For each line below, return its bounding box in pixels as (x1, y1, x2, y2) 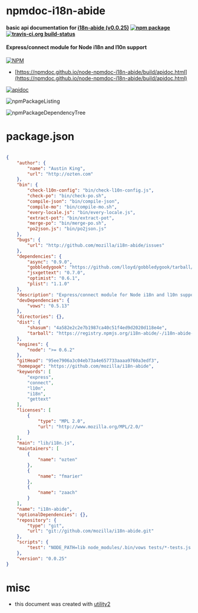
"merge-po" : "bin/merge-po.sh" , (27, 220, 107, 226)
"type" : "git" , (27, 523, 65, 528)
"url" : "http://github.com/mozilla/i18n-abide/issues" (27, 242, 165, 248)
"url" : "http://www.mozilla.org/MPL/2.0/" (37, 424, 144, 430)
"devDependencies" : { (16, 297, 70, 303)
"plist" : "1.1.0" (27, 281, 70, 287)
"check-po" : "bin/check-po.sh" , (27, 193, 107, 199)
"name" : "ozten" (37, 457, 78, 463)
